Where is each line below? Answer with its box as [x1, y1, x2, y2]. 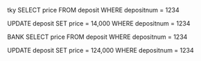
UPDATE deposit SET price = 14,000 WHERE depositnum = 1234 [7, 19, 191, 27]
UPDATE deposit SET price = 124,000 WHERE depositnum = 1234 [7, 46, 194, 54]
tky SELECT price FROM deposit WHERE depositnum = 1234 [7, 6, 180, 14]
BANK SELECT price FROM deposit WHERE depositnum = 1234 [7, 33, 188, 41]
